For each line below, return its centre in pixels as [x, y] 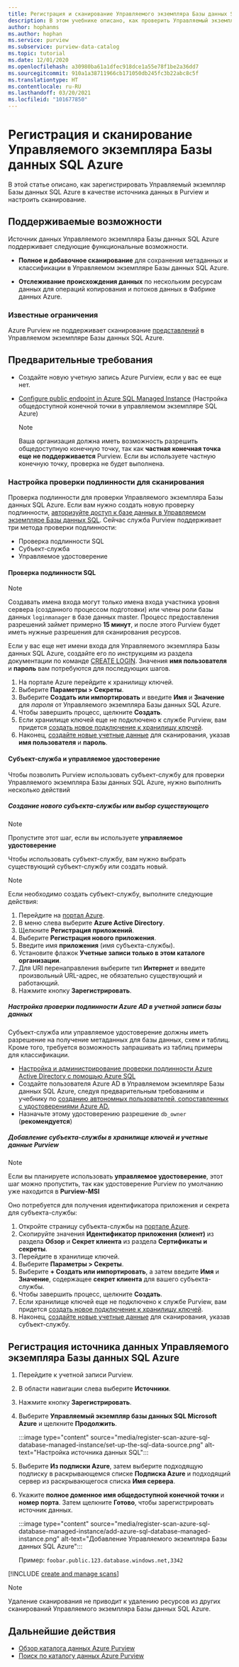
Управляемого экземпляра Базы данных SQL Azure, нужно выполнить [115, 782]
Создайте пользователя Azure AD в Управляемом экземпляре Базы [121, 1083]
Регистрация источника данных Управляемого [118, 1347]
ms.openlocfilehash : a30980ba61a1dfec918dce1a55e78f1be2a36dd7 [104, 67]
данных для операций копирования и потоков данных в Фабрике [117, 289]
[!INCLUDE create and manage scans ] [63, 1574]
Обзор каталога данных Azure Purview [77, 1649]
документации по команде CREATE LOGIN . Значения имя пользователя [118, 661]
